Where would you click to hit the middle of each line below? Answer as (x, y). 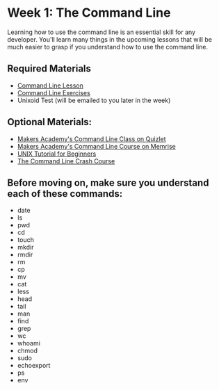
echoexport (34, 366)
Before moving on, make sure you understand (108, 182)
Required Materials (49, 68)
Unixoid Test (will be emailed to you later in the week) (94, 100)
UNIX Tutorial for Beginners (57, 154)
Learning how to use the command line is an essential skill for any (102, 32)
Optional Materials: (50, 122)
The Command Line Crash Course (66, 161)
